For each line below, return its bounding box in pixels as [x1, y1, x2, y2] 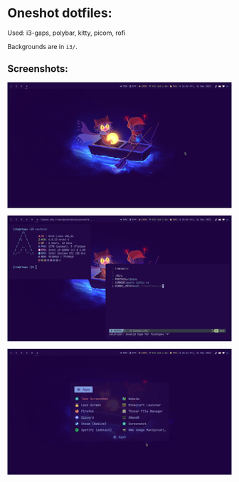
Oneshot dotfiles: [7, 5, 112, 21]
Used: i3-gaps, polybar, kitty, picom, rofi [7, 28, 126, 37]
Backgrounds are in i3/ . [7, 42, 78, 50]
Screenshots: [7, 63, 69, 75]
